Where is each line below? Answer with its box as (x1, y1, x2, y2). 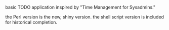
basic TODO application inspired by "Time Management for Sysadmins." (5, 4, 156, 10)
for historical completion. (5, 19, 57, 25)
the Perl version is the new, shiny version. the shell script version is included (5, 14, 164, 19)
